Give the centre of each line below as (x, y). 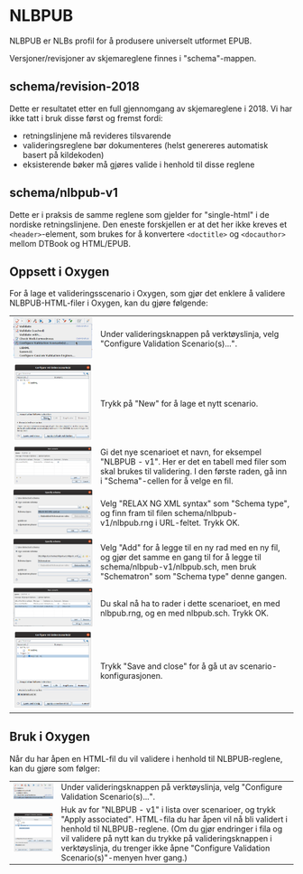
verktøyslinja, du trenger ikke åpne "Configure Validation (165, 848)
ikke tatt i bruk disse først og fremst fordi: (87, 117)
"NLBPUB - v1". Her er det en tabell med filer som (193, 461)
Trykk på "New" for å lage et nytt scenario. (179, 403)
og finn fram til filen (137, 512)
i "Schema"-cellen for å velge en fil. (167, 481)
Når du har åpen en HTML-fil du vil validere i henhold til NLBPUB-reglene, (146, 758)
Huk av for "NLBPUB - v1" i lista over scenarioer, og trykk (169, 809)
